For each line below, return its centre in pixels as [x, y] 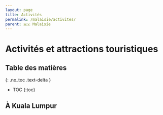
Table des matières [36, 68]
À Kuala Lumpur [31, 106]
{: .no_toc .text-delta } [28, 80]
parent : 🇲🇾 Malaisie [28, 24]
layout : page [19, 10]
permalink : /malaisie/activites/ [41, 19]
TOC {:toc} [24, 90]
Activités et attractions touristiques [82, 49]
